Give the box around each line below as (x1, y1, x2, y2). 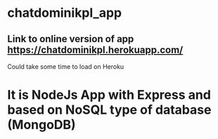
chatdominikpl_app (7, 5, 122, 21)
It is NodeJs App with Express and (7, 87, 211, 103)
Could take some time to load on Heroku (7, 62, 124, 71)
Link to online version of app (7, 33, 134, 45)
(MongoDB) (7, 117, 76, 133)
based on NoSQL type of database (7, 102, 212, 118)
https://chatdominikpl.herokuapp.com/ (7, 44, 184, 55)
